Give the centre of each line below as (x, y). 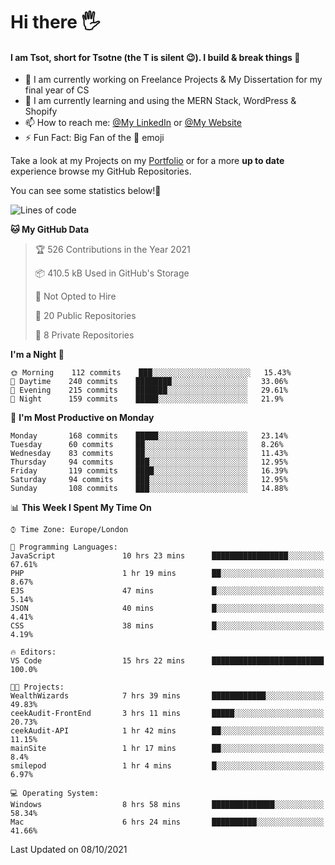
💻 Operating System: (55, 794)
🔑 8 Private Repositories (84, 335)
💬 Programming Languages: (64, 547)
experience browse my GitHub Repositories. (101, 171)
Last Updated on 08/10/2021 (69, 850)
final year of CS (57, 90)
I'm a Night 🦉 (37, 355)
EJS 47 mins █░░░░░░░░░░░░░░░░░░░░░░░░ (167, 591)
